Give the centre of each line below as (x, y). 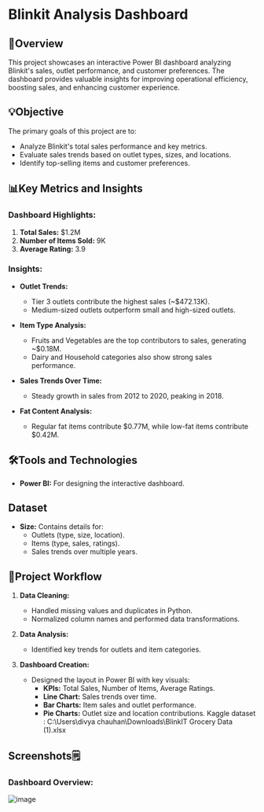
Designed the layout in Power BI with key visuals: (110, 680)
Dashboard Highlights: (52, 215)
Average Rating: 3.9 (53, 248)
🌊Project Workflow (55, 577)
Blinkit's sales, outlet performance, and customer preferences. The (117, 71)
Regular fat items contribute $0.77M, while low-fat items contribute (140, 426)
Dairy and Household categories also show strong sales (121, 357)
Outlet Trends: (44, 286)
